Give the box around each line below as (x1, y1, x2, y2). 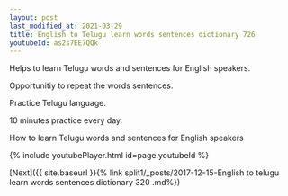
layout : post (9, 13, 58, 22)
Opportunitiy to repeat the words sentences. (9, 80, 174, 91)
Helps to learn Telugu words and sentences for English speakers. (9, 63, 251, 74)
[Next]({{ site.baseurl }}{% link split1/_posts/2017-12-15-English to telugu (9, 167, 280, 178)
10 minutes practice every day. (9, 115, 123, 126)
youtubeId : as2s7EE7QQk (9, 38, 99, 48)
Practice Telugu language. (9, 98, 106, 109)
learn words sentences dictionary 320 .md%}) (9, 177, 181, 188)
